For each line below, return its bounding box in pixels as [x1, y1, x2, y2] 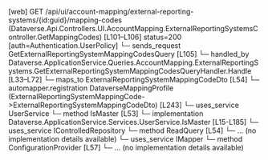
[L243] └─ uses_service [159, 100, 239, 110]
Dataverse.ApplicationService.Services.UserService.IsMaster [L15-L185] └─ [8, 118, 259, 126]
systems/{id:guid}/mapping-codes [8, 15, 123, 25]
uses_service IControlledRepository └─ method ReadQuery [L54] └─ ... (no [8, 126, 257, 135]
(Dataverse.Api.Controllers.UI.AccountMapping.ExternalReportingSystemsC [8, 24, 258, 33]
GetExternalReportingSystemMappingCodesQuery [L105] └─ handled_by [8, 50, 250, 58]
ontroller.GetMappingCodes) [8, 32, 103, 42]
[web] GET [8, 7, 44, 16]
